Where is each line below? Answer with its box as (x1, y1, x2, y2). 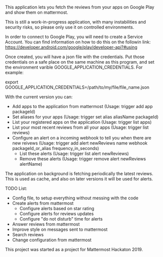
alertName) (19, 161, 43, 167)
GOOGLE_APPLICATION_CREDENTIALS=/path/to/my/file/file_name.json (5, 84, 150, 90)
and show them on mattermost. (5, 9, 69, 15)
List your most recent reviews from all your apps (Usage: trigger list (12, 124, 149, 130)
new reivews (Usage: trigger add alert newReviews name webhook (12, 140, 148, 146)
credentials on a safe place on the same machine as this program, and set (5, 59, 155, 65)
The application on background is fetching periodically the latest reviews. (5, 171, 154, 177)
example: (5, 70, 24, 75)
